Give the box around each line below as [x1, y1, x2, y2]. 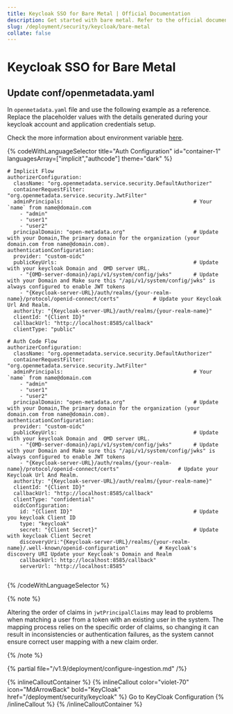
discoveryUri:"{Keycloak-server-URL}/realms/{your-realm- [19, 539, 191, 546]
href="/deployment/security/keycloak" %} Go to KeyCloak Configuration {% [7, 692, 225, 701]
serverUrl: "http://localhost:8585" [19, 563, 126, 570]
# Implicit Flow [7, 168, 54, 175]
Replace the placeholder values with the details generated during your [7, 113, 208, 122]
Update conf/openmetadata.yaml [7, 87, 155, 99]
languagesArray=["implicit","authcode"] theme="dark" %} [7, 154, 173, 163]
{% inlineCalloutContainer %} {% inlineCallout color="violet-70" [7, 678, 189, 686]
